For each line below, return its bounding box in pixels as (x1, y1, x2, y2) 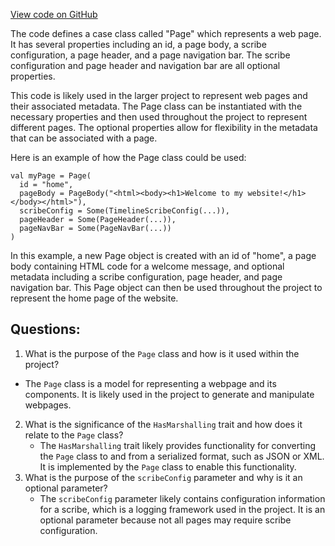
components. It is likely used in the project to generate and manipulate (24, 388, 315, 400)
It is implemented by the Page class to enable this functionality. (39, 460, 297, 473)
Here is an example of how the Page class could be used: (10, 152, 247, 163)
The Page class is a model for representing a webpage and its (24, 377, 277, 389)
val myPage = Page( (10, 171, 92, 181)
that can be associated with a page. (10, 132, 158, 144)
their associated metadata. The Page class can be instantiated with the (10, 100, 303, 112)
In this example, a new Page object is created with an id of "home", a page (10, 250, 317, 261)
